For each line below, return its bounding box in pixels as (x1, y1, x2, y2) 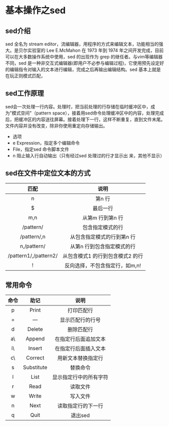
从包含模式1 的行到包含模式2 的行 (62, 252, 144, 260)
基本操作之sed (5, 5, 66, 16)
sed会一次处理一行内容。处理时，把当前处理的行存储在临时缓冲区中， (5, 103, 151, 109)
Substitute (23, 364, 48, 371)
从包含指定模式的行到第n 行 (70, 233, 136, 240)
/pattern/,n (20, 233, 46, 240)
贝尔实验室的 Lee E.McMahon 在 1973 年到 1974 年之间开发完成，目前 (18, 47, 164, 53)
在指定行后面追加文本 (55, 335, 106, 343)
